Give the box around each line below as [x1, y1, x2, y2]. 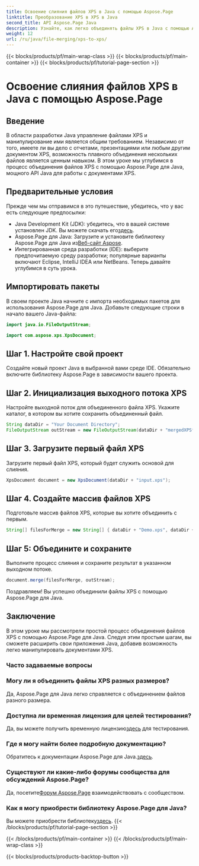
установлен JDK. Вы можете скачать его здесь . [14, 226, 134, 233]
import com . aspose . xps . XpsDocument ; [6, 332, 97, 339]
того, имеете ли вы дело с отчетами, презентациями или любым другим [6, 144, 191, 151]
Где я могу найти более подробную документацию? [6, 740, 166, 748]
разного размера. [6, 696, 52, 704]
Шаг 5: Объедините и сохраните [6, 543, 132, 554]
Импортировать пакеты [6, 282, 99, 292]
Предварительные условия [6, 187, 114, 197]
